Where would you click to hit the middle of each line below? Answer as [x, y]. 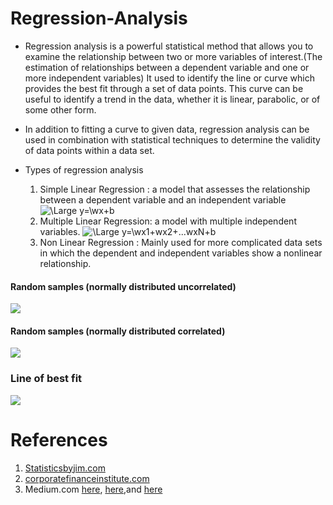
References [59, 439]
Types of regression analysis [84, 169]
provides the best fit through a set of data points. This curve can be [164, 88]
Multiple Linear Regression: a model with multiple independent [168, 221]
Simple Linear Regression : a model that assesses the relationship [175, 189]
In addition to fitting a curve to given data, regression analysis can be [167, 129]
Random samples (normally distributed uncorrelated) [123, 286]
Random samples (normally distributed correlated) [118, 331]
